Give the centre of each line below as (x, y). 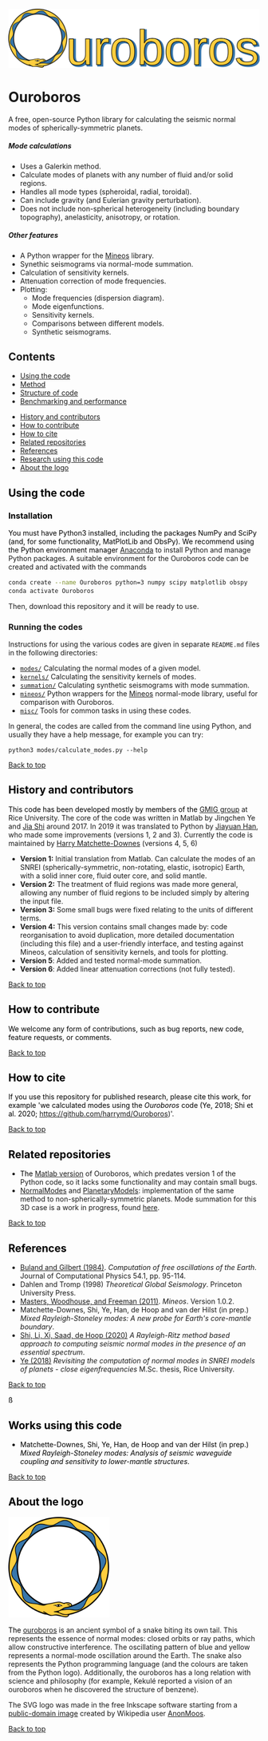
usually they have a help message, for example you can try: (106, 734)
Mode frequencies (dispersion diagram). (98, 298)
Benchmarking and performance (73, 402)
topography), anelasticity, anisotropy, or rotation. (100, 217)
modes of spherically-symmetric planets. (76, 128)
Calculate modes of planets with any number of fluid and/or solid (126, 174)
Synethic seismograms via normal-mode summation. (106, 263)
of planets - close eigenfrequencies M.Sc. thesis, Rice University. (127, 1369)
